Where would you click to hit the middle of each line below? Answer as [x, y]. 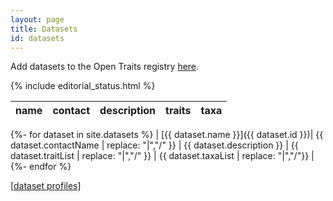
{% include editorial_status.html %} [83, 86]
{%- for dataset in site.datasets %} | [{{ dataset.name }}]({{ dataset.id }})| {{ [167, 135]
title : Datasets [44, 29]
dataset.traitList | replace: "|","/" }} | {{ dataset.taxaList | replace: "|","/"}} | [162, 156]
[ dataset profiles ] [46, 186]
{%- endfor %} [41, 167]
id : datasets [37, 38]
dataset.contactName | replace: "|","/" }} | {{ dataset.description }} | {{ [154, 145]
